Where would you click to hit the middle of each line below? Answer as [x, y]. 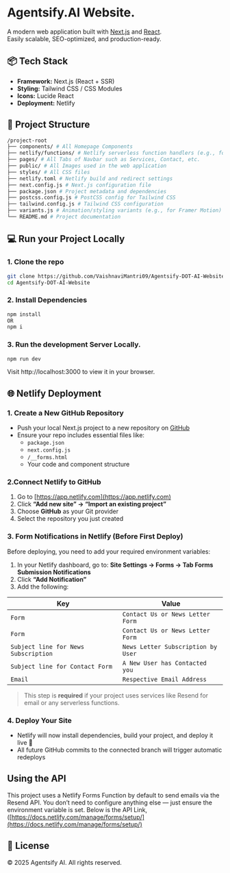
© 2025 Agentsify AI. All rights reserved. [64, 862]
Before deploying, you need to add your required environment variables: [109, 551]
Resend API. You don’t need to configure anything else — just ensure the [110, 802]
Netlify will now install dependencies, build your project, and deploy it [115, 735]
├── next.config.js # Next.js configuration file [79, 185]
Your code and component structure [78, 465]
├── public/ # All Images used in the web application [87, 166]
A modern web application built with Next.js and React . [85, 32]
